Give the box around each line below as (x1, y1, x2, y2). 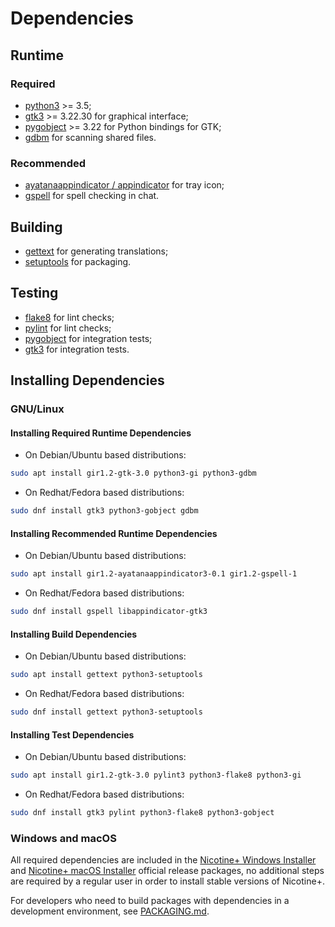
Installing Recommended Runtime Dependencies (10, 527, 218, 539)
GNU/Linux (10, 402, 65, 416)
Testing (10, 285, 59, 302)
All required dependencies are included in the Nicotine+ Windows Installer (10, 854, 317, 866)
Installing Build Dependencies (10, 628, 138, 640)
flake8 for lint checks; (24, 311, 115, 323)
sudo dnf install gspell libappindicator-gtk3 (10, 607, 208, 617)
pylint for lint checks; (24, 322, 112, 334)
